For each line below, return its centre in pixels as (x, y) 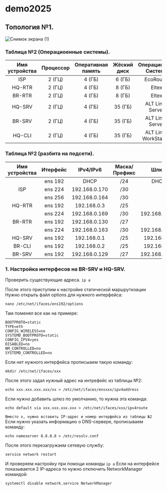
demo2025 (28, 9)
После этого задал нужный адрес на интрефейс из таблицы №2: (74, 380)
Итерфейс (54, 169)
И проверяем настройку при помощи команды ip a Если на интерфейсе (82, 464)
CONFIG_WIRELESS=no (25, 331)
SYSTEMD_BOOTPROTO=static (32, 335)
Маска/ (124, 166)
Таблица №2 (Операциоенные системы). (58, 52)
